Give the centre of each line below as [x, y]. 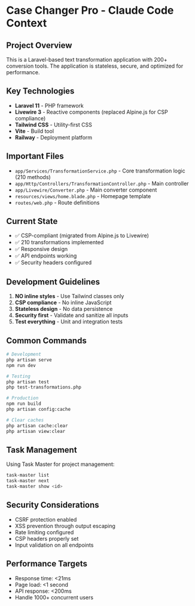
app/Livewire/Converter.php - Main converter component [86, 190]
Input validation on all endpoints [54, 545]
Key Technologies [40, 91]
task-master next [28, 481]
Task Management [42, 450]
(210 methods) [33, 177]
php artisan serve [29, 360]
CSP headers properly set [47, 538]
